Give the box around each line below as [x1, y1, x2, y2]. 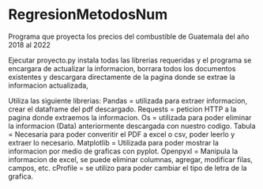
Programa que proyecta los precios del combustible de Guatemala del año [8, 32, 250, 41]
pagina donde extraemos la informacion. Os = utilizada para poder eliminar [8, 112, 252, 122]
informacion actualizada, [8, 81, 88, 90]
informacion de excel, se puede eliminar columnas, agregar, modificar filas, [8, 154, 253, 164]
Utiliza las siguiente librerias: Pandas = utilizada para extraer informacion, [8, 96, 247, 105]
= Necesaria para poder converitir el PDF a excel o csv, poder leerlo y [8, 129, 235, 139]
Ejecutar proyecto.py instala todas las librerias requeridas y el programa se [8, 55, 252, 65]
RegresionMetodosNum [8, 6, 168, 24]
